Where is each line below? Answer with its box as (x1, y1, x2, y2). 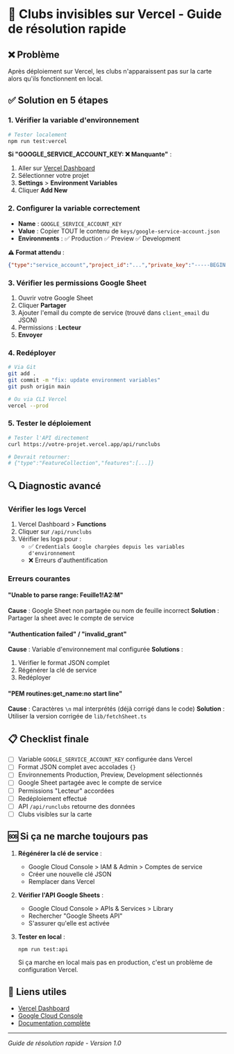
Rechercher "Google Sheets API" (28, 912, 123, 920)
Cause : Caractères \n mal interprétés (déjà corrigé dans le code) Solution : (8, 705, 225, 713)
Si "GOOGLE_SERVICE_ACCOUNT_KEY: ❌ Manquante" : (8, 150, 172, 158)
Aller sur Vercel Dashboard (17, 164, 96, 172)
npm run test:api (17, 946, 69, 953)
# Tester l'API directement (8, 434, 90, 441)
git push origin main (8, 383, 71, 390)
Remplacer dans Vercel (28, 877, 95, 885)
